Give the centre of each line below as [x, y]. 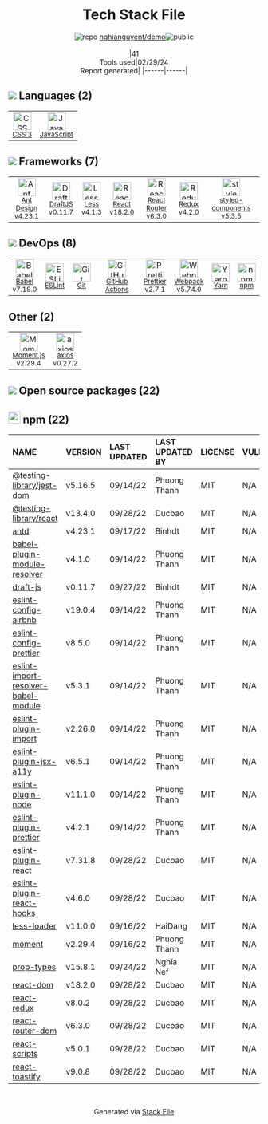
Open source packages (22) [89, 390]
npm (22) [46, 419]
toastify [27, 1077]
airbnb [25, 620]
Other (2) [32, 317]
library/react [35, 519]
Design [27, 208]
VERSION [84, 452]
